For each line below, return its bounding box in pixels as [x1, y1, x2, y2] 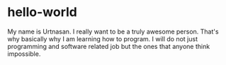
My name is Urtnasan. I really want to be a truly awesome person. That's [7, 27, 219, 36]
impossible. [7, 50, 41, 58]
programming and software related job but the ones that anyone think [7, 42, 210, 50]
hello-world [7, 4, 78, 20]
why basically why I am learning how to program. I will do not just [7, 34, 198, 43]
